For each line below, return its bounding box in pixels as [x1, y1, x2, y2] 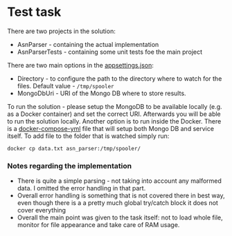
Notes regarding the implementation [7, 161, 132, 170]
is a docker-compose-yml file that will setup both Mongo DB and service [7, 124, 215, 132]
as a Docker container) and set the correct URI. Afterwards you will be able [7, 110, 222, 118]
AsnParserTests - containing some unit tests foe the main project [17, 48, 203, 56]
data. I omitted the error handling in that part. [17, 184, 146, 193]
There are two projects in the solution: [7, 27, 116, 35]
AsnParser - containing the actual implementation [17, 40, 159, 48]
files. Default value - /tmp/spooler [17, 81, 114, 90]
